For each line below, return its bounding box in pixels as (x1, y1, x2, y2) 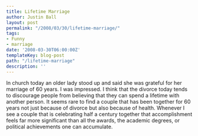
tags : (6, 31, 20, 37)
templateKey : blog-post (6, 52, 65, 58)
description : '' (6, 63, 46, 69)
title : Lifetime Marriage (6, 8, 70, 15)
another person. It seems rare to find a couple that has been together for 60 (6, 98, 191, 105)
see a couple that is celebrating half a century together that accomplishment (6, 111, 193, 118)
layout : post (6, 19, 38, 25)
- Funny (6, 36, 25, 42)
